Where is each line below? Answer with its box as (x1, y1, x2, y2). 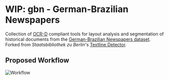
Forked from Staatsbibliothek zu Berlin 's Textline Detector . (5, 41, 127, 47)
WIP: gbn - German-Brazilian (5, 4, 129, 15)
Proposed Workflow (5, 56, 70, 65)
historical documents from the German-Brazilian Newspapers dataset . (5, 36, 151, 42)
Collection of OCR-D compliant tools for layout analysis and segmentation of (5, 31, 164, 37)
